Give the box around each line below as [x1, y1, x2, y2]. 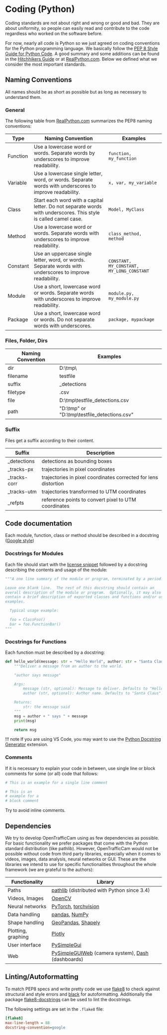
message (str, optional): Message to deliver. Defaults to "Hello [23, 686, 164, 691]
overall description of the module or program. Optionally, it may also [5, 590, 162, 595]
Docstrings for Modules [5, 550, 64, 557]
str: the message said [23, 704, 70, 709]
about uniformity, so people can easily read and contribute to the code [5, 25, 150, 31]
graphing [7, 934, 29, 941]
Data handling [7, 911, 40, 918]
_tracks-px [7, 466, 34, 473]
